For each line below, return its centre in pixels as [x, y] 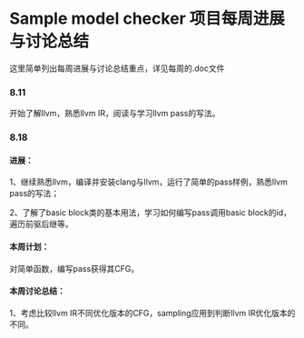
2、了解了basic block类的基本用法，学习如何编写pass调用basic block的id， [151, 213]
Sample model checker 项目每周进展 [147, 19]
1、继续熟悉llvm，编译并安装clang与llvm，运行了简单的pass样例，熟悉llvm [149, 182]
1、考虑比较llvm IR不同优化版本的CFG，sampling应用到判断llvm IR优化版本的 [152, 313]
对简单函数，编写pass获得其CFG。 [74, 268]
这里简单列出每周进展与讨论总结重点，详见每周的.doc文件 [117, 68]
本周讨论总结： [37, 291]
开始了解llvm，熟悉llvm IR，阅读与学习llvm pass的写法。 [115, 114]
